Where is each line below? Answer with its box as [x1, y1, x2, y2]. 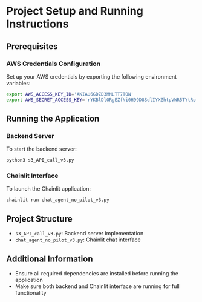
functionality [15, 289, 47, 296]
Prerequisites [6, 41, 58, 51]
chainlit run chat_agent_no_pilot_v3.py [6, 197, 110, 203]
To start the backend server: [6, 145, 77, 153]
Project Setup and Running [6, 4, 144, 18]
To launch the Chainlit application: [6, 185, 91, 192]
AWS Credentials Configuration [6, 59, 101, 68]
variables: [6, 79, 31, 87]
